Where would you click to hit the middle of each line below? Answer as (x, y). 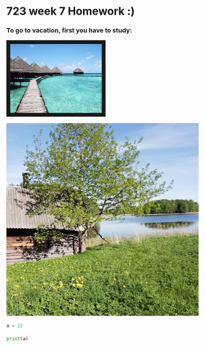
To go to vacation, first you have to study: (69, 31)
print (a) (17, 339)
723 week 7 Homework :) (71, 11)
